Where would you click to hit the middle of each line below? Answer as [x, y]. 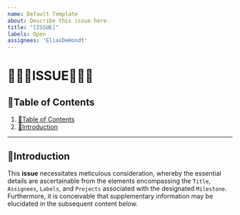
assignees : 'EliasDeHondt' [47, 41]
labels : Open [27, 34]
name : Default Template [43, 14]
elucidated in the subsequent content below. [72, 204]
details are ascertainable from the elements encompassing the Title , [109, 181]
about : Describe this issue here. [59, 21]
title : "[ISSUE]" [33, 27]
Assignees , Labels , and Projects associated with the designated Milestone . [117, 188]
